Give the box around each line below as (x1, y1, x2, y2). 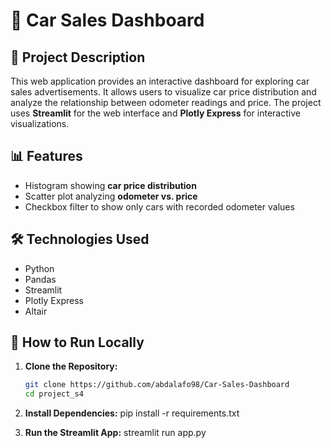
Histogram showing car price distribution (24, 179, 197, 191)
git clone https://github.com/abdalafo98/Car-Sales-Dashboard (24, 380, 290, 390)
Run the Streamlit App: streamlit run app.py (24, 427, 207, 439)
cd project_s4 (24, 389, 84, 399)
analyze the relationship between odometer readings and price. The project (10, 97, 322, 108)
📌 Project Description (10, 49, 146, 66)
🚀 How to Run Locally (10, 334, 145, 351)
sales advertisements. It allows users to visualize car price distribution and (10, 86, 317, 98)
